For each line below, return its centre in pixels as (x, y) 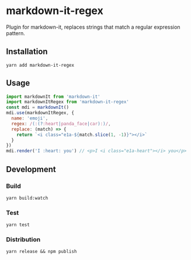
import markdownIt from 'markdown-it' (53, 97)
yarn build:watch (27, 198)
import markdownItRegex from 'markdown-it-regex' (68, 102)
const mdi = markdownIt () (37, 107)
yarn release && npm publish (41, 252)
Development (31, 169)
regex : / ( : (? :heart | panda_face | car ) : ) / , (61, 124)
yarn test (18, 225)
